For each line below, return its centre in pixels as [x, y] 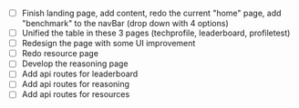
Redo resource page [60, 54]
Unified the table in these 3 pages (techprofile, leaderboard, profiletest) [156, 33]
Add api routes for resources [76, 94]
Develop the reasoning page [75, 64]
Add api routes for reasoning [75, 84]
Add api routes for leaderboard [80, 74]
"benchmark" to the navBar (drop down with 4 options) [125, 24]
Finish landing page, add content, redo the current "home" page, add [151, 13]
